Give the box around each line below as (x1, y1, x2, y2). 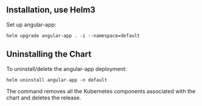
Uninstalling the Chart (6, 49, 92, 59)
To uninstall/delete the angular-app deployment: (6, 65, 127, 72)
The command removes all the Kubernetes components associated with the (6, 87, 196, 94)
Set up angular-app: (6, 21, 57, 28)
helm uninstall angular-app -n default (6, 77, 108, 83)
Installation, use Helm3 (6, 5, 96, 15)
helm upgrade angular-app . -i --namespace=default (6, 33, 140, 39)
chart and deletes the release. (6, 94, 82, 101)
